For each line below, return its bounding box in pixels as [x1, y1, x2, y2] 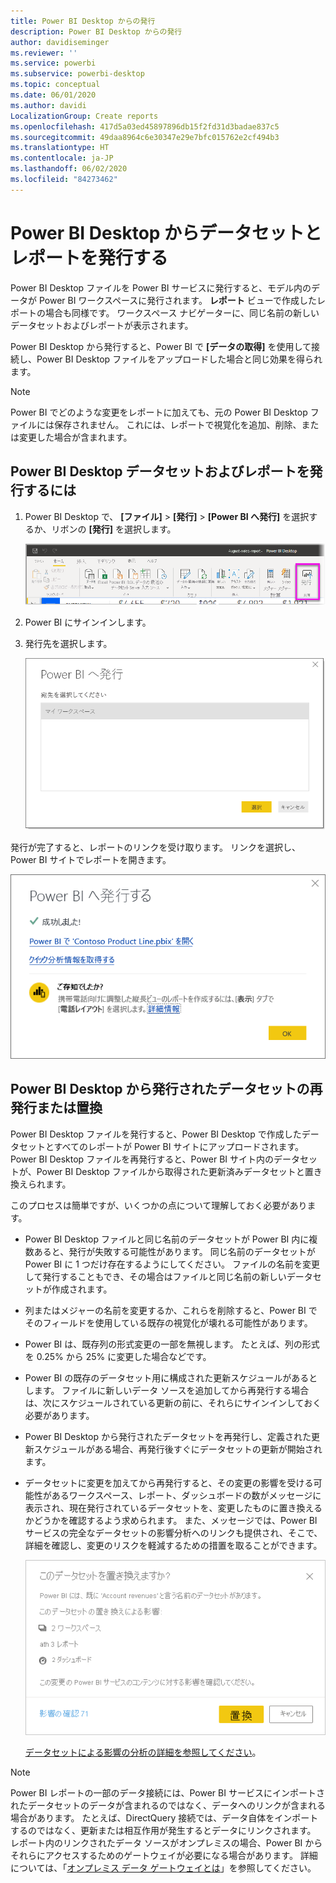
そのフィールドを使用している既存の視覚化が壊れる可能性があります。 [24, 1316, 313, 1329]
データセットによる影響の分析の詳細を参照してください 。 [24, 1746, 262, 1759]
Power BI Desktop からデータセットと [10, 221, 323, 244]
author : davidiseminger [10, 37, 110, 47]
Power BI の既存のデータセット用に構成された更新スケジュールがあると [24, 1371, 318, 1384]
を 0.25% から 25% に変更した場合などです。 [24, 1350, 212, 1362]
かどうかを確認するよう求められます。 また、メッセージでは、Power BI [24, 1514, 318, 1526]
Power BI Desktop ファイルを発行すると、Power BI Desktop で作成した [10, 1128, 302, 1140]
